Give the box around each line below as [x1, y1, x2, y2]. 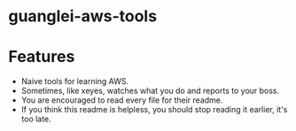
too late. [20, 113, 51, 125]
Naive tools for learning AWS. [20, 76, 129, 87]
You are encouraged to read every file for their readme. [20, 95, 223, 105]
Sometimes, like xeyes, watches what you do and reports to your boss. [20, 86, 280, 96]
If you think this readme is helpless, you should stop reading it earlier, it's [20, 104, 288, 115]
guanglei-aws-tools [8, 6, 157, 27]
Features [8, 47, 75, 67]
